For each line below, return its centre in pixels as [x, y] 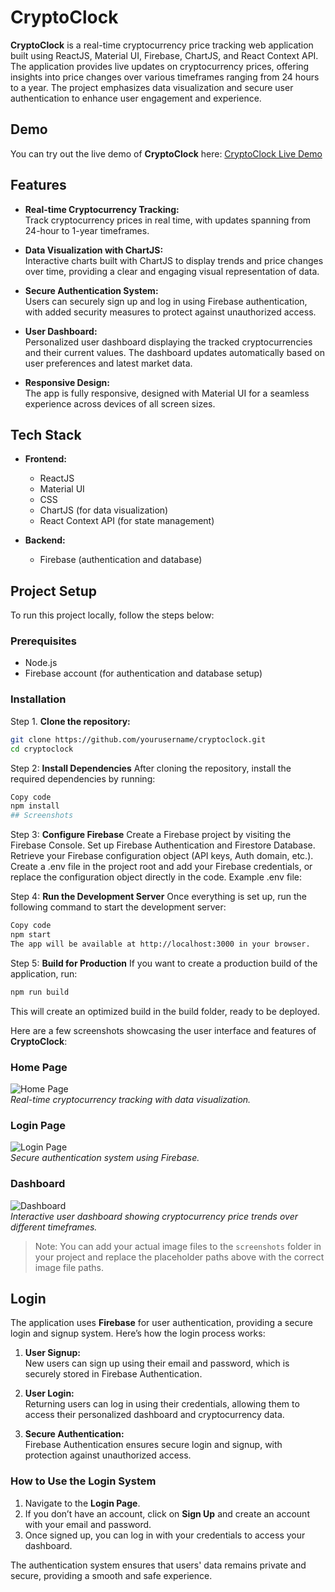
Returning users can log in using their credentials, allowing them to [162, 1404]
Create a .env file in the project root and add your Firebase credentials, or [161, 867]
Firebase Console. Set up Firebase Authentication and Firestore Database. [163, 845]
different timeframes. [54, 1227]
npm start [31, 935]
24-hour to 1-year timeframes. [87, 230]
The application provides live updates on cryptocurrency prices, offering [160, 66]
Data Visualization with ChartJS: [94, 250]
